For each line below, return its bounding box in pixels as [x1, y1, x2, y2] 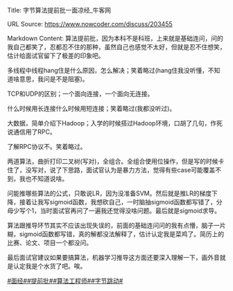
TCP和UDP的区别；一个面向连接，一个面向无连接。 [7, 89, 154, 98]
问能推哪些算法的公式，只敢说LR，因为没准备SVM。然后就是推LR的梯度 [7, 189, 212, 197]
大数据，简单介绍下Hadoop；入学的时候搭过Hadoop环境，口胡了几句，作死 [7, 119, 223, 127]
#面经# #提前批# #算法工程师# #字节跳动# [7, 276, 123, 285]
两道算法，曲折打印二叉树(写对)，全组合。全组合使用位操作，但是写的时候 [7, 157, 218, 165]
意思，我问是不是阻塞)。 [19, 75, 89, 83]
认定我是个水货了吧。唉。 [12, 262, 87, 270]
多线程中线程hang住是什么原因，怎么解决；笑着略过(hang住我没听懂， [7, 67, 209, 74]
